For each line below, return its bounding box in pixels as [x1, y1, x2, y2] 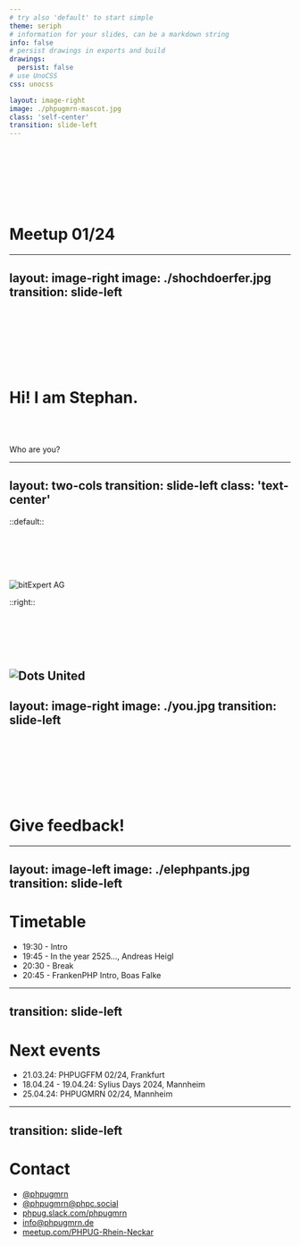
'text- [257, 478, 289, 493]
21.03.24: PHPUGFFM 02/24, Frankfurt [21, 1070, 165, 1080]
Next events [9, 1040, 101, 1061]
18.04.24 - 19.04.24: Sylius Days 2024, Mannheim [21, 1080, 205, 1090]
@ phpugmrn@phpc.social [21, 1198, 119, 1208]
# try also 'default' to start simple [9, 13, 154, 22]
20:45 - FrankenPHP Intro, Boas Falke [21, 970, 162, 981]
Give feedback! [9, 815, 125, 836]
